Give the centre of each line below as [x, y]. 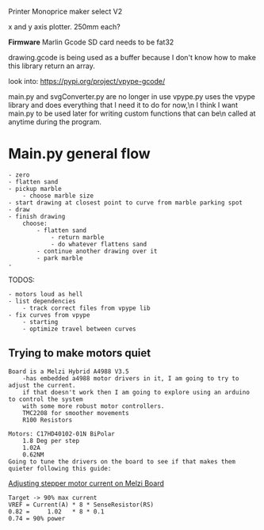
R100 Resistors [48, 420]
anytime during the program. [55, 122]
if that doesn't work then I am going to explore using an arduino [136, 392]
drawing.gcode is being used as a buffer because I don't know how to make [132, 57]
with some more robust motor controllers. [94, 406]
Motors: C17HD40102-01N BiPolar [61, 434]
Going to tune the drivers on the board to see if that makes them [122, 461]
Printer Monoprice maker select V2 [65, 11]
